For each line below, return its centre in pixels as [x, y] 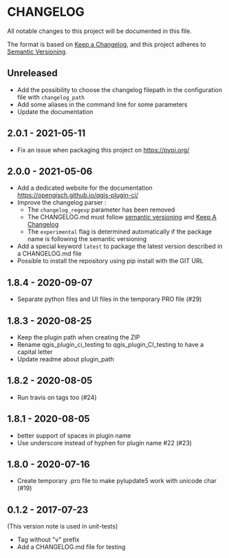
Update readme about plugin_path [66, 359]
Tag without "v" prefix [48, 539]
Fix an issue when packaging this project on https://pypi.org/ [103, 150]
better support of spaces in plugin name [74, 435]
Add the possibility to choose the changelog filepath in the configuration [119, 89]
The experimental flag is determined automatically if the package [120, 232]
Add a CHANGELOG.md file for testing [71, 547]
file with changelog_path [51, 97]
